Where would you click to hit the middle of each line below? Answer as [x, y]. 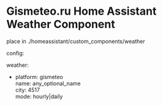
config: [15, 53]
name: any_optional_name [48, 83]
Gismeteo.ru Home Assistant [81, 11]
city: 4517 [27, 89]
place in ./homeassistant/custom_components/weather [76, 41]
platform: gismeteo [39, 77]
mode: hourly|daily [39, 96]
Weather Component [61, 24]
